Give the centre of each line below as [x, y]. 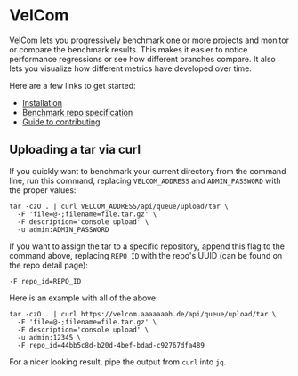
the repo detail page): [49, 265]
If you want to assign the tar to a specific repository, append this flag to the [147, 246]
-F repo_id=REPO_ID [45, 281]
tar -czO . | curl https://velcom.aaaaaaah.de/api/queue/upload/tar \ [143, 314]
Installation [42, 102]
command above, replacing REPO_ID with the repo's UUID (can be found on [146, 255]
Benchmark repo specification [77, 112]
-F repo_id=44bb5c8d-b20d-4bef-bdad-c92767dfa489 [111, 345]
